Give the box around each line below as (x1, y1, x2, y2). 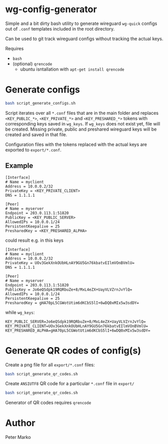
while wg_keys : (5, 309, 35, 315)
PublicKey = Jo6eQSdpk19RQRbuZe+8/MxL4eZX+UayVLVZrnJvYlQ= (5, 287, 133, 292)
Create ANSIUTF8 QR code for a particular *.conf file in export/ (5, 380, 135, 387)
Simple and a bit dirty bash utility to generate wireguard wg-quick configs (5, 20, 157, 26)
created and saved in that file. (5, 131, 67, 138)
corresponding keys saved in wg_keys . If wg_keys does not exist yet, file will (5, 120, 160, 126)
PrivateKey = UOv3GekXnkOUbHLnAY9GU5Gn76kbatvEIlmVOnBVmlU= (5, 260, 135, 265)
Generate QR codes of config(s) (5, 344, 141, 356)
